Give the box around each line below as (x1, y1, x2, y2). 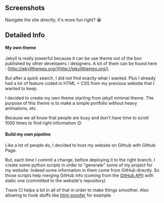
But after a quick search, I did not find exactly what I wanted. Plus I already (5, 75, 156, 81)
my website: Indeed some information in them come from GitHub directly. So (5, 167, 160, 173)
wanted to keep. (5, 85, 38, 92)
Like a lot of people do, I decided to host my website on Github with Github (5, 142, 156, 148)
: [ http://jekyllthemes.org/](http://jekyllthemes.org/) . (5, 66, 110, 72)
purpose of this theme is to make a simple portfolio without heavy (5, 100, 138, 106)
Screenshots (5, 4, 45, 12)
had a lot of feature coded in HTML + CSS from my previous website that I (5, 81, 155, 86)
